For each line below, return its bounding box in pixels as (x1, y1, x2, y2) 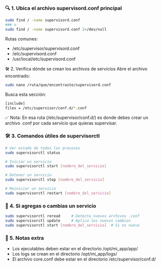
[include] (5, 101, 26, 106)
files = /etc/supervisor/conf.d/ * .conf (5, 106, 87, 111)
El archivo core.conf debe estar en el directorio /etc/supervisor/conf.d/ (12, 256, 156, 262)
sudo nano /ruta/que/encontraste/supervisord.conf (5, 82, 111, 87)
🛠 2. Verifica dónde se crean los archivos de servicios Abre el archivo (5, 66, 148, 72)
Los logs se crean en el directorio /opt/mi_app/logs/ (12, 251, 117, 257)
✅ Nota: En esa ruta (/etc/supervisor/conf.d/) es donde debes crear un (5, 114, 149, 120)
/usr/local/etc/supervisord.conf (12, 56, 76, 62)
